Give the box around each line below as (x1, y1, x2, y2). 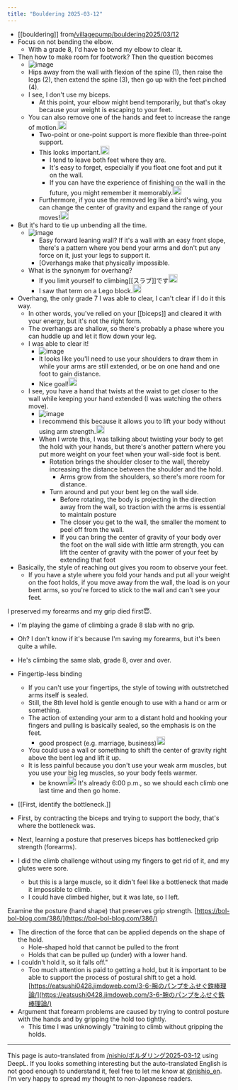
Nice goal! (38, 379, 69, 388)
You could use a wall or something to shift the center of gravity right (28, 746, 227, 755)
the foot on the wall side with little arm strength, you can (59, 540, 225, 549)
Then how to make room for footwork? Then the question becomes (17, 53, 214, 61)
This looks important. (38, 148, 101, 156)
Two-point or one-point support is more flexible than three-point (38, 131, 227, 139)
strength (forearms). (17, 842, 77, 851)
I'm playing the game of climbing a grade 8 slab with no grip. (17, 621, 195, 629)
